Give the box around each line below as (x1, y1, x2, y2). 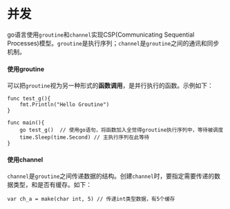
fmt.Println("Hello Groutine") (19, 101, 110, 108)
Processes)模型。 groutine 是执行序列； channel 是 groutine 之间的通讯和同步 (7, 39, 220, 47)
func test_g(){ (7, 95, 51, 102)
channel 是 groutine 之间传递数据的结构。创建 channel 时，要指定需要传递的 (7, 172, 215, 180)
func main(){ (7, 119, 45, 126)
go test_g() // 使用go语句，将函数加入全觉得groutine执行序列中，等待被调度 (19, 127, 224, 134)
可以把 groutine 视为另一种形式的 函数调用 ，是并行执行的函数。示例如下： (7, 81, 214, 90)
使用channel (7, 155, 44, 163)
